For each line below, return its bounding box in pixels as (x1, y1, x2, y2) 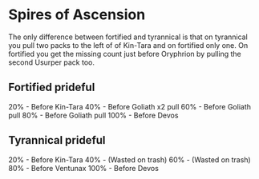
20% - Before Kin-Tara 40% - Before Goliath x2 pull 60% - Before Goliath (8, 101, 251, 111)
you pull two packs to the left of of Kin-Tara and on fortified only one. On (8, 40, 249, 50)
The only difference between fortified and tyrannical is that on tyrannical (8, 32, 249, 42)
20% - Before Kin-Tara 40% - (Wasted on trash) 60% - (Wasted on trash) (8, 154, 251, 165)
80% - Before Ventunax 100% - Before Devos (8, 163, 159, 173)
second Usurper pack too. (8, 58, 95, 67)
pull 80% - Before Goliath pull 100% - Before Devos (8, 110, 179, 120)
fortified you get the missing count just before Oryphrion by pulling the (8, 49, 242, 58)
